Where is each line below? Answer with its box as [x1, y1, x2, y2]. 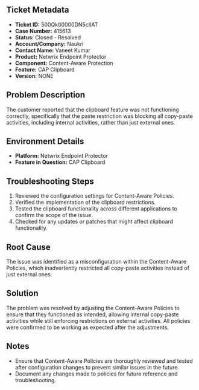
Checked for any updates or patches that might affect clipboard [14, 218, 174, 226]
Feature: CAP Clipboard [14, 66, 75, 73]
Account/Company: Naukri [14, 40, 84, 47]
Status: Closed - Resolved [14, 33, 81, 41]
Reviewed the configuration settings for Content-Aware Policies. [14, 192, 175, 200]
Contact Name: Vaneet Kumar [14, 47, 90, 54]
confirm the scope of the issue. [14, 212, 93, 219]
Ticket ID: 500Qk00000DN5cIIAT [14, 21, 98, 28]
